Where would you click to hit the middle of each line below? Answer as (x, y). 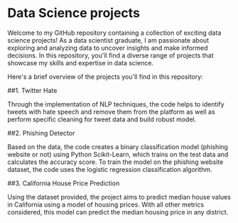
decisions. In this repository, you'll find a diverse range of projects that (111, 55)
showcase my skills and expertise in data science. (81, 62)
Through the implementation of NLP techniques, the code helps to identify (116, 104)
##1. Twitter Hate (32, 90)
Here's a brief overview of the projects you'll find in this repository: (106, 77)
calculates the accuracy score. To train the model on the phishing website (115, 162)
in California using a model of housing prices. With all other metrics (106, 205)
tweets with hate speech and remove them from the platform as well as (111, 111)
